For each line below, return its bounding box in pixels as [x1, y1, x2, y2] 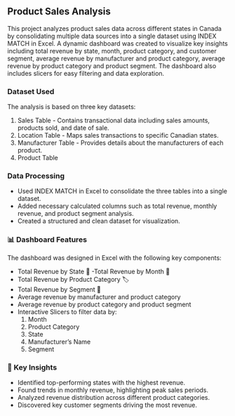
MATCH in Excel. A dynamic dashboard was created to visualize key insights [7, 39, 228, 48]
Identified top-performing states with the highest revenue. [17, 379, 186, 386]
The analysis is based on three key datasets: [7, 103, 136, 111]
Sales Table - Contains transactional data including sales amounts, [17, 116, 210, 125]
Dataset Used [7, 86, 55, 96]
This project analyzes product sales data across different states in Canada [7, 24, 222, 32]
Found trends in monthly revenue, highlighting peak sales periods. [17, 386, 209, 394]
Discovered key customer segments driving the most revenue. [17, 401, 198, 409]
